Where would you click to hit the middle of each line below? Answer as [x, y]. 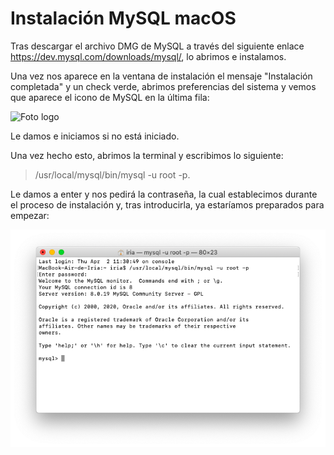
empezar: [30, 215]
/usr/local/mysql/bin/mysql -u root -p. [112, 174]
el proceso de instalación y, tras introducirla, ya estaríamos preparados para [167, 204]
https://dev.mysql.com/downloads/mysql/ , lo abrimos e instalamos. [148, 56]
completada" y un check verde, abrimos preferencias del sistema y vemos [163, 86]
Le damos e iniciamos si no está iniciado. [95, 136]
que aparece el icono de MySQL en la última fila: [110, 97]
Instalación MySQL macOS [123, 18]
